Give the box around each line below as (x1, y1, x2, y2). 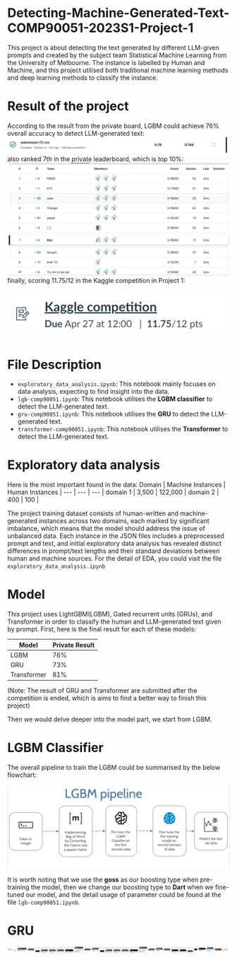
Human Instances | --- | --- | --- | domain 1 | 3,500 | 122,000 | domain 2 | (7, 488, 219, 496)
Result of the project (7, 98, 129, 115)
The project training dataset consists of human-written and (7, 509, 178, 517)
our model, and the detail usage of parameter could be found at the (25, 890, 221, 898)
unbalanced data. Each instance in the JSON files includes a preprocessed (7, 532, 224, 540)
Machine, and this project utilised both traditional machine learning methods (7, 66, 229, 74)
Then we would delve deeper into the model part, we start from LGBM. (7, 715, 213, 723)
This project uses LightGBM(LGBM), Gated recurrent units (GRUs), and (7, 610, 213, 619)
